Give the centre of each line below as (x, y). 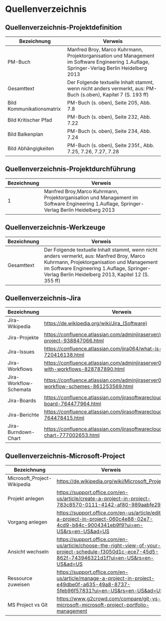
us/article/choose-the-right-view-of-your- (109, 546)
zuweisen (19, 584)
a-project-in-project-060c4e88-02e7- (105, 519)
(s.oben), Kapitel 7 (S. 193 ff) (115, 95)
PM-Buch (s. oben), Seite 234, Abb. (109, 131)
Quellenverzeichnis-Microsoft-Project (65, 456)
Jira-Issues (21, 352)
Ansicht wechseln (28, 552)
